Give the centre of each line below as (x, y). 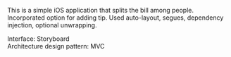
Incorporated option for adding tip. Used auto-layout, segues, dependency (115, 18)
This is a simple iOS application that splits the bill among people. (101, 10)
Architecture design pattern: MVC (56, 46)
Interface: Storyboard (38, 39)
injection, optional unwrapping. (52, 25)
